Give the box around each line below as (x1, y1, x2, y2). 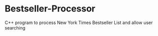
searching (5, 24, 26, 30)
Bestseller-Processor (5, 3, 96, 14)
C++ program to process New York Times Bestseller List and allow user (5, 19, 153, 25)
